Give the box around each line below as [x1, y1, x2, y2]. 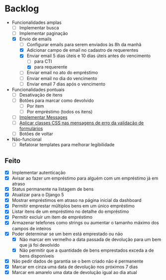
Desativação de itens [19, 92, 63, 97]
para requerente [34, 64, 68, 70]
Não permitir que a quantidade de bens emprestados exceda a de [19, 247, 154, 253]
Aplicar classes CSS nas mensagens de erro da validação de [19, 120, 144, 126]
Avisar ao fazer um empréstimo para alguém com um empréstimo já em [11, 175, 159, 181]
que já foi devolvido [19, 242, 60, 248]
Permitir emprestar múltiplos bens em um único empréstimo [11, 203, 135, 209]
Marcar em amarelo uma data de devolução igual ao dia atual [11, 269, 137, 275]
